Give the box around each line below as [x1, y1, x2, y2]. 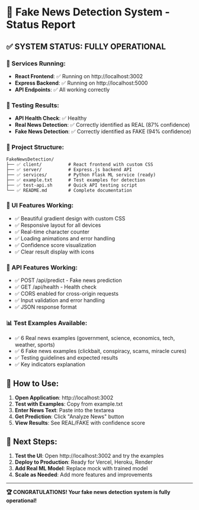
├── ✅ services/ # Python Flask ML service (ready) [6, 172, 156, 178]
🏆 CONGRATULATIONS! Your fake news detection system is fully [6, 488, 171, 495]
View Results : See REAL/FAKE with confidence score [14, 419, 145, 426]
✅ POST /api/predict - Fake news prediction [14, 277, 123, 284]
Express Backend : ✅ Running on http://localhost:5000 [14, 79, 148, 86]
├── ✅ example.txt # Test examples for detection [6, 177, 146, 183]
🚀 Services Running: [6, 59, 66, 68]
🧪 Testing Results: [6, 101, 59, 109]
